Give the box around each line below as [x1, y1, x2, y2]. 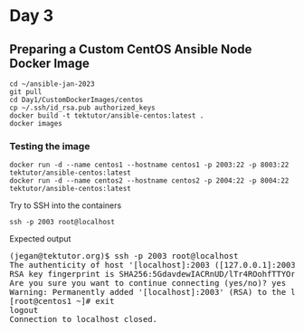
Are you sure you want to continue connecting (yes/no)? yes [9, 278, 287, 289]
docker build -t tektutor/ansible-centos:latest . [9, 111, 204, 120]
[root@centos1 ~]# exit [9, 296, 115, 307]
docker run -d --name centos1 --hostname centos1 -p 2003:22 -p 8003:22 [9, 160, 290, 170]
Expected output [9, 233, 71, 244]
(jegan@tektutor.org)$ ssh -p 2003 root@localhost [9, 251, 239, 261]
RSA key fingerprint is [9, 269, 115, 280]
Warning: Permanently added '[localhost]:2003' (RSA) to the [9, 287, 287, 298]
